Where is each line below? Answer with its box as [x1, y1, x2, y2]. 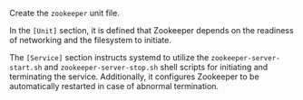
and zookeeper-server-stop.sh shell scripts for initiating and [44, 62, 269, 72]
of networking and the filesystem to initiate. [9, 35, 172, 45]
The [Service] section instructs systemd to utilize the [9, 52, 210, 62]
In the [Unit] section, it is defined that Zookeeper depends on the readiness [9, 25, 294, 35]
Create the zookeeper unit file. [9, 8, 120, 18]
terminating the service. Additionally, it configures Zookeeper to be [9, 71, 260, 82]
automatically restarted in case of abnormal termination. [9, 81, 220, 91]
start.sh [9, 63, 43, 72]
